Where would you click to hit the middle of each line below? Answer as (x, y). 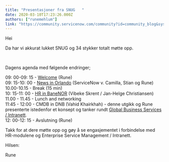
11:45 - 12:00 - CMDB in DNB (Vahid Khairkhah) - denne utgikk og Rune (79, 104)
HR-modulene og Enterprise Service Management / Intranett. (68, 136)
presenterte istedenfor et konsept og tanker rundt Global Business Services (83, 110)
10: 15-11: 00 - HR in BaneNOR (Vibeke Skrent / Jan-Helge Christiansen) (79, 93)
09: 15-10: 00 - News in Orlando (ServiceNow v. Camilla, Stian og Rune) (79, 83)
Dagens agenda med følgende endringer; (48, 68)
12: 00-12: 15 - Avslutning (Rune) (39, 120)
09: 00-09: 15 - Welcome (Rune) (39, 77)
